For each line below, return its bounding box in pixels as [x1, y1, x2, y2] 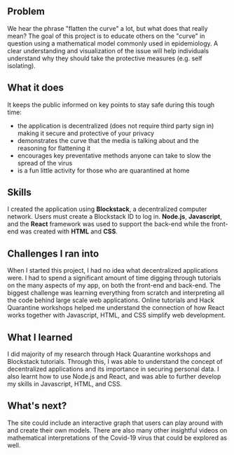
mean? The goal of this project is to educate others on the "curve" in [7, 32, 205, 40]
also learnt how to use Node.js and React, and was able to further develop [7, 372, 221, 381]
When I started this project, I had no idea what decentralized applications [7, 266, 219, 275]
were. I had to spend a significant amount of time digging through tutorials [7, 273, 222, 283]
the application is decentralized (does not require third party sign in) [17, 121, 214, 130]
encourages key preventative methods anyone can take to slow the [17, 151, 212, 160]
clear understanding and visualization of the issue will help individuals [7, 46, 209, 55]
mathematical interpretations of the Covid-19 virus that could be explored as [7, 433, 228, 442]
